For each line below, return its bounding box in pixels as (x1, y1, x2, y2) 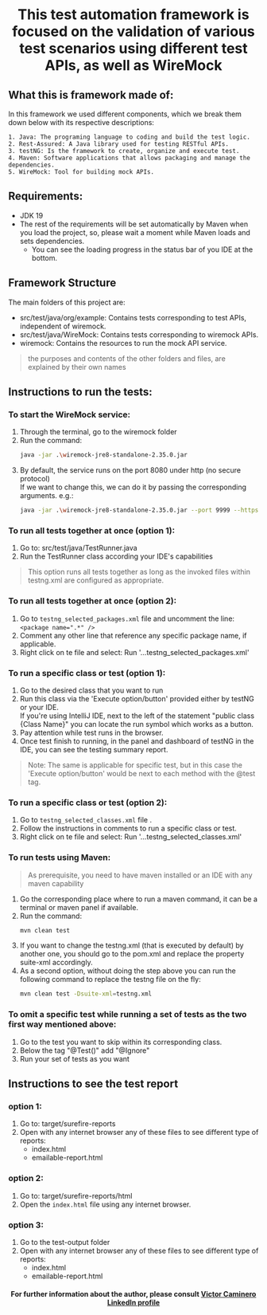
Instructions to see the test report (8, 1077, 179, 1090)
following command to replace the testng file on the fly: (19, 975, 201, 984)
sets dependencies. (19, 236, 85, 245)
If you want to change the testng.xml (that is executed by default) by (19, 940, 244, 950)
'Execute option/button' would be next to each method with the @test (27, 768, 256, 778)
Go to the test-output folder (19, 1237, 110, 1246)
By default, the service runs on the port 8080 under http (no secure (19, 465, 241, 475)
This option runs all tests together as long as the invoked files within (27, 567, 250, 577)
